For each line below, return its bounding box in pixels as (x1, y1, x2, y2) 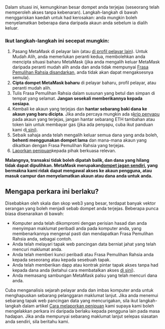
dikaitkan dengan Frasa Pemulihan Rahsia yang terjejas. (12, 143, 125, 149)
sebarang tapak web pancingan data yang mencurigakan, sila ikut (5, 298, 138, 304)
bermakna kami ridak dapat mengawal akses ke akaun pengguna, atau (5, 168, 152, 174)
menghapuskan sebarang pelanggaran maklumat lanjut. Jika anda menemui (5, 293, 159, 299)
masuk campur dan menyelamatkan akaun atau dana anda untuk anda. (5, 173, 153, 179)
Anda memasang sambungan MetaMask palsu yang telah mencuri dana (12, 272, 158, 278)
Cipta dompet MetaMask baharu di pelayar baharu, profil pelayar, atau (12, 80, 156, 86)
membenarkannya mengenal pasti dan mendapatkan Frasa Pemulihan (12, 231, 154, 237)
